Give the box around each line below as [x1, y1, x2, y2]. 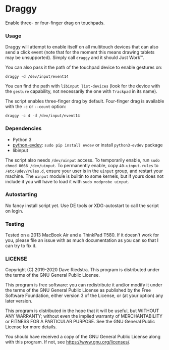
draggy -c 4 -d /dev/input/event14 [5, 113, 80, 119]
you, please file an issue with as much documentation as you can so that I [5, 237, 159, 243]
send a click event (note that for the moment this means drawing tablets [5, 49, 155, 56]
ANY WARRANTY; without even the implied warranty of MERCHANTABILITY [5, 313, 163, 319]
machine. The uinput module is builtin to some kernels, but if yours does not [5, 173, 164, 179]
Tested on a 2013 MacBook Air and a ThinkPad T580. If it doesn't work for [5, 232, 159, 238]
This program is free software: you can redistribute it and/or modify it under [5, 282, 162, 288]
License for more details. [5, 324, 57, 330]
